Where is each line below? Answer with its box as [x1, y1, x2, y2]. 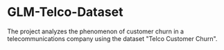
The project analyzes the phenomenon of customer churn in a [7, 27, 184, 35]
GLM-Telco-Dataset [7, 4, 123, 20]
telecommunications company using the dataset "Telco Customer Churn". [7, 34, 218, 42]
